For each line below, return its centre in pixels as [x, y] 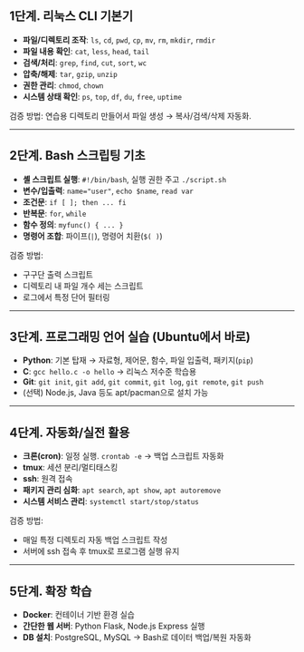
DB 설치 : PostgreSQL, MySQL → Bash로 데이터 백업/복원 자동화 [137, 637]
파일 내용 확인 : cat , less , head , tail [86, 51]
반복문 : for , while [54, 213]
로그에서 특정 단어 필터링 [66, 297]
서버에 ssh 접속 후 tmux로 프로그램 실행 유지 [101, 551]
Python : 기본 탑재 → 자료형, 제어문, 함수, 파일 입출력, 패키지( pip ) [138, 360]
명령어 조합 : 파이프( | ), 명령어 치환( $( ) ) [92, 236]
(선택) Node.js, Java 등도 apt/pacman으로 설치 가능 [115, 393]
